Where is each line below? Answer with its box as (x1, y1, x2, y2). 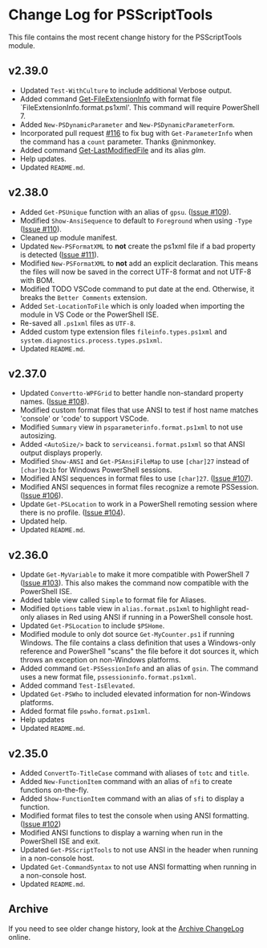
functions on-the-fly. (19, 786, 89, 794)
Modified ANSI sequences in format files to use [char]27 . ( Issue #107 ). (19, 474, 253, 483)
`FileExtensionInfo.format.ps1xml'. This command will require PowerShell (19, 102, 260, 112)
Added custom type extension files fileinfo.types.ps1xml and (19, 326, 227, 336)
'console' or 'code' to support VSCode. (19, 414, 150, 424)
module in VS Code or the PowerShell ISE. (19, 310, 159, 319)
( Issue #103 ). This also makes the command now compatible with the (19, 578, 249, 588)
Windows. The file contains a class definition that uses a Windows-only (19, 638, 257, 648)
